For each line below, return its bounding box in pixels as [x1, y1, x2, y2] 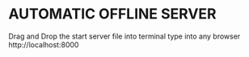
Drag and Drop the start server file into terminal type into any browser [8, 31, 241, 41]
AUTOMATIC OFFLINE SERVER [8, 5, 217, 23]
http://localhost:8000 [8, 39, 79, 49]
